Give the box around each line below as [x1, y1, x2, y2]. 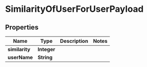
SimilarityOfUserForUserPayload [5, 3, 144, 15]
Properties [5, 23, 39, 32]
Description [60, 38, 88, 44]
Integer [37, 46, 56, 53]
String [37, 54, 53, 61]
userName [7, 54, 33, 61]
